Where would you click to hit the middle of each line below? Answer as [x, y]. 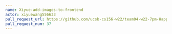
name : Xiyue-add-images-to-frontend [44, 10]
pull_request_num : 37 [28, 24]
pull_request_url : [25, 19]
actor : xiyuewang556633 [31, 14]
